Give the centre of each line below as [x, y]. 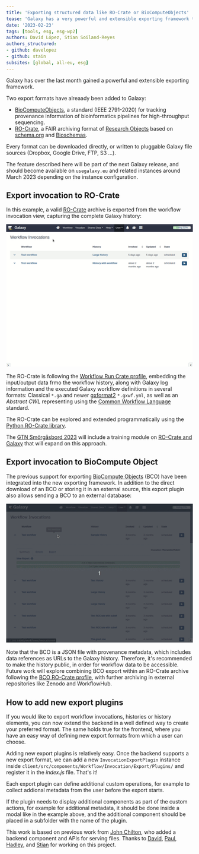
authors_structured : [32, 44]
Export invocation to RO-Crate [63, 196]
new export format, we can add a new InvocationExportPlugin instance [93, 760]
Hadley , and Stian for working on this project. [61, 845]
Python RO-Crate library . [36, 425]
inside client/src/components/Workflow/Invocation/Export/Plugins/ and [95, 766]
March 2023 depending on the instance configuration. [72, 177]
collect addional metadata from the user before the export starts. [85, 790]
